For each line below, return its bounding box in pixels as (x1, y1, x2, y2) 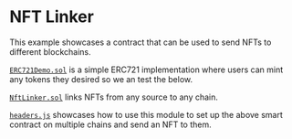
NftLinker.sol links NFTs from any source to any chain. (9, 91, 219, 102)
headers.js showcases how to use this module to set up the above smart (9, 109, 283, 120)
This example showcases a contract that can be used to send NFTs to (9, 37, 272, 48)
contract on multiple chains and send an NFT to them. (9, 119, 212, 130)
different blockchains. (9, 46, 91, 57)
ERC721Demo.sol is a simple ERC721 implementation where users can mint (9, 64, 284, 75)
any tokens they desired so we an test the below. (9, 73, 193, 84)
